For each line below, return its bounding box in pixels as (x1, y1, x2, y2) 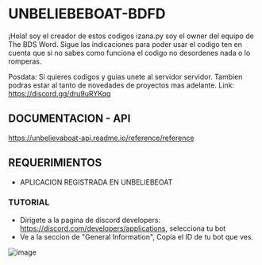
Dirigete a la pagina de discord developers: (19, 215, 161, 224)
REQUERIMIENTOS (8, 156, 102, 170)
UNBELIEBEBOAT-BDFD (8, 5, 166, 23)
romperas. (8, 57, 42, 66)
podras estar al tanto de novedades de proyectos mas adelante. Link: (8, 80, 235, 90)
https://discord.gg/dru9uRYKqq (8, 88, 111, 98)
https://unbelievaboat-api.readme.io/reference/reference (8, 133, 195, 142)
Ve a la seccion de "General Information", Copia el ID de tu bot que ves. (19, 232, 254, 241)
